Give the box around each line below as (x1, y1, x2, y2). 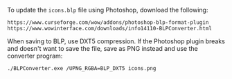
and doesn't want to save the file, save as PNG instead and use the (7, 45, 199, 52)
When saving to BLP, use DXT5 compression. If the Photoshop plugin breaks (7, 37, 225, 45)
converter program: (7, 52, 63, 60)
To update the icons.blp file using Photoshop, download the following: (7, 6, 208, 14)
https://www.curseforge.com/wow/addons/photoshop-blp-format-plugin (7, 19, 209, 26)
